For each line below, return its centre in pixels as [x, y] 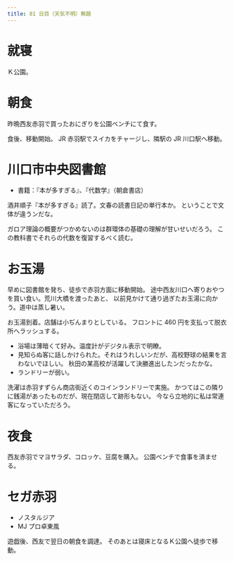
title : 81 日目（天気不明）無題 [49, 14]
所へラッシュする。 [35, 331]
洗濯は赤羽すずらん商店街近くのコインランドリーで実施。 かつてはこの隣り [116, 387]
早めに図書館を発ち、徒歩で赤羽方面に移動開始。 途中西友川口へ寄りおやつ [116, 290]
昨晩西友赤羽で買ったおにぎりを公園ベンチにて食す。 [84, 123]
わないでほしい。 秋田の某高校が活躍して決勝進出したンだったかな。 [117, 364]
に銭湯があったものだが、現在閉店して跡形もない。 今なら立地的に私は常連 [116, 396]
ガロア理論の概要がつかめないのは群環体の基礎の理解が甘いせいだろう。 [112, 229]
